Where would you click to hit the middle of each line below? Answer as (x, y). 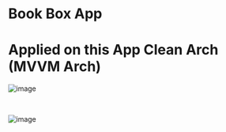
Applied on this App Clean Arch (113, 50)
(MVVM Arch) (55, 67)
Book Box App (55, 14)
